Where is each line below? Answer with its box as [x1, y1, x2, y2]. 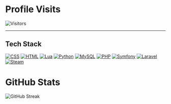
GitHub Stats [5, 76, 61, 88]
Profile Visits [5, 4, 61, 15]
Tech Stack [5, 40, 42, 49]
